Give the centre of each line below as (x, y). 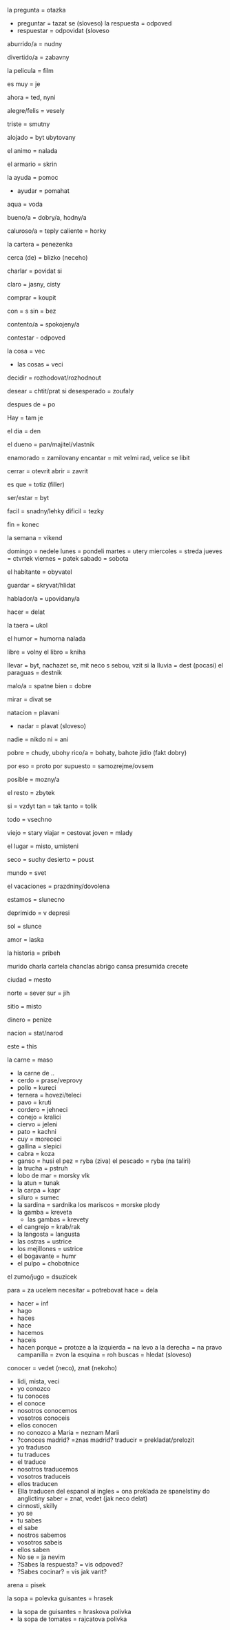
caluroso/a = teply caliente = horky (57, 231)
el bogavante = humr (47, 1256)
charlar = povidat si (34, 271)
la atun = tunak (38, 1183)
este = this (22, 1046)
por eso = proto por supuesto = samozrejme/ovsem (80, 766)
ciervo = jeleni (37, 1124)
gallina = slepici (39, 1146)
